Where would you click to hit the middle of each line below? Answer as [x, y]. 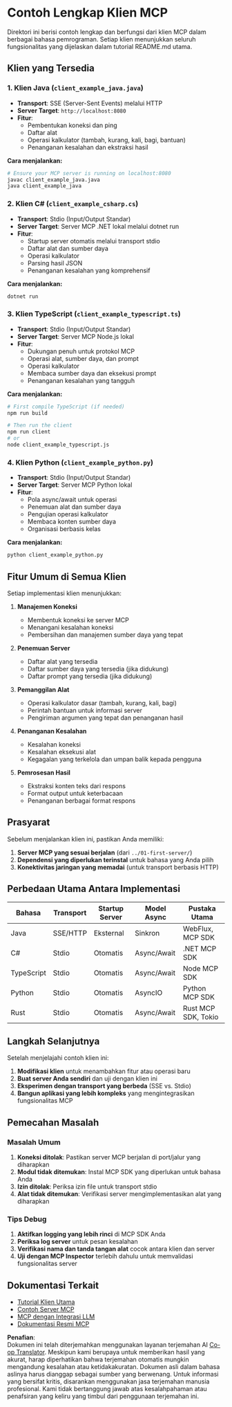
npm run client [29, 432]
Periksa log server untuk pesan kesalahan [77, 1242]
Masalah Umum [34, 1142]
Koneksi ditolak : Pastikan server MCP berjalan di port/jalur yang [109, 1157]
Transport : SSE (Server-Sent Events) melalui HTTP [90, 103]
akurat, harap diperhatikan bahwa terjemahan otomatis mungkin [98, 1359]
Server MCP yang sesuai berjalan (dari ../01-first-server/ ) [105, 852]
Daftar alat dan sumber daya [68, 248]
